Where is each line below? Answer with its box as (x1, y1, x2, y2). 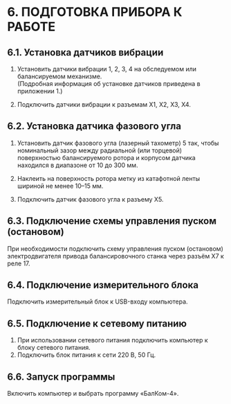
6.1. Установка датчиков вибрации (7, 46, 164, 58)
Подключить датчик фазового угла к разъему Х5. (17, 195, 164, 203)
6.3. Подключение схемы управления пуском (7, 216, 216, 227)
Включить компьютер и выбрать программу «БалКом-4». (7, 389, 179, 398)
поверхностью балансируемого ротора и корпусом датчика (17, 153, 196, 161)
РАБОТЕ (7, 19, 56, 35)
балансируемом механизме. (17, 72, 102, 80)
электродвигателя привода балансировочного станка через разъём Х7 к (7, 252, 225, 260)
